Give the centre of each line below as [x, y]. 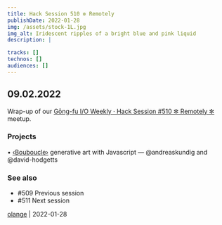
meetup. [19, 118]
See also [22, 178]
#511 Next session [44, 200]
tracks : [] [23, 53]
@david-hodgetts [33, 160]
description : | [30, 40]
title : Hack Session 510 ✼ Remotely [61, 14]
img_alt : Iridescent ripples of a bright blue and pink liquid [102, 33]
